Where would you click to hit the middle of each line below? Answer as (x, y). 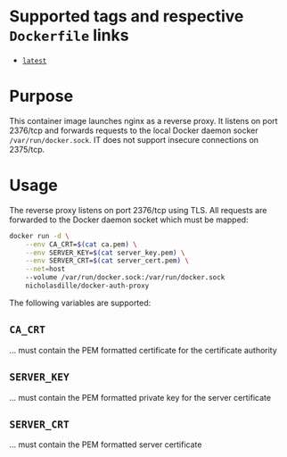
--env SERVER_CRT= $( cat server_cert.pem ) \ (107, 261)
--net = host (45, 270)
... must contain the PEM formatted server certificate (106, 445)
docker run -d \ (39, 236)
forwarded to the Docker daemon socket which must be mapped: (129, 220)
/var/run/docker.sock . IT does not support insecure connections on (134, 139)
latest (34, 61)
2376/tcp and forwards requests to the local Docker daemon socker (134, 130)
